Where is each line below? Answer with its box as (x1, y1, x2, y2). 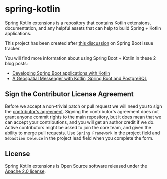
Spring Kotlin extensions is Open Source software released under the (5, 163, 147, 169)
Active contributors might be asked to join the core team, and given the (5, 124, 151, 130)
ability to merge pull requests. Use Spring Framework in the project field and (5, 130, 160, 136)
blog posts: (5, 60, 28, 66)
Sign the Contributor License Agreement (5, 90, 134, 98)
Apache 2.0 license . (5, 168, 46, 174)
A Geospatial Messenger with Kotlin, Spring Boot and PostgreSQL (12, 75, 147, 81)
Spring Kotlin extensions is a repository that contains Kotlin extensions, (5, 20, 151, 26)
